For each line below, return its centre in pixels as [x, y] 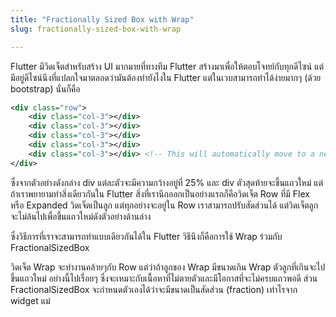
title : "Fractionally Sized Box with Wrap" [102, 19]
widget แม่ [30, 300]
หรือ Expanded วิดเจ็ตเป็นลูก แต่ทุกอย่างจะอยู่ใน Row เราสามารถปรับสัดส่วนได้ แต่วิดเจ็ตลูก [164, 205]
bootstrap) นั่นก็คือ [45, 88]
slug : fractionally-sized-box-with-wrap [96, 29]
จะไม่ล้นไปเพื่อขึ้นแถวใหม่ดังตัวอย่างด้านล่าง [81, 216]
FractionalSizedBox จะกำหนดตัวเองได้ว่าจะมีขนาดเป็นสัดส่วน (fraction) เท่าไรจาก [154, 289]
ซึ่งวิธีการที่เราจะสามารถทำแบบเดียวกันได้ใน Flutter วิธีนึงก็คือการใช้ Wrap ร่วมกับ [146, 236]
